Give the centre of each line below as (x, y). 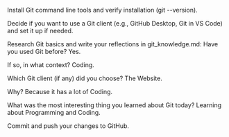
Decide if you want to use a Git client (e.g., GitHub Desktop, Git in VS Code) (115, 23)
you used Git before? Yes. (44, 52)
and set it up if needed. (40, 31)
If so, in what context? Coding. (51, 65)
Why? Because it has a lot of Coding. (60, 92)
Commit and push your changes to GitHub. (68, 126)
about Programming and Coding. (54, 112)
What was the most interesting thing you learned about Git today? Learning (114, 105)
